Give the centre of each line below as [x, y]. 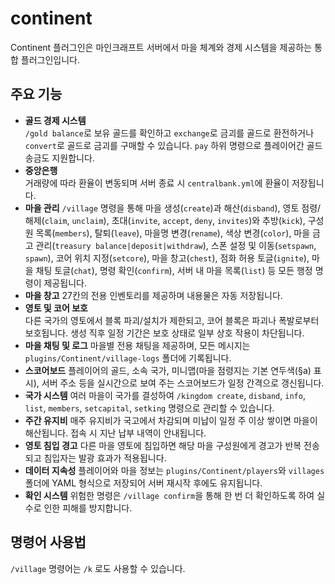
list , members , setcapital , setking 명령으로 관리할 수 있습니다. [149, 408]
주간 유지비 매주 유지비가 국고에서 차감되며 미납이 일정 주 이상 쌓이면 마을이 [171, 420]
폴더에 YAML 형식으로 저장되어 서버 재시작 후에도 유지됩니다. [143, 483]
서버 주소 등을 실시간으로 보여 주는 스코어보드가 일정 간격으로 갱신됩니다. [183, 383]
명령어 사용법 [48, 542]
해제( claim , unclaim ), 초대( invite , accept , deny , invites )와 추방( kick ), [165, 220]
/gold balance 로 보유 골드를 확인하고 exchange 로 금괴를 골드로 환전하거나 [169, 133]
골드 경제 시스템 [55, 120]
